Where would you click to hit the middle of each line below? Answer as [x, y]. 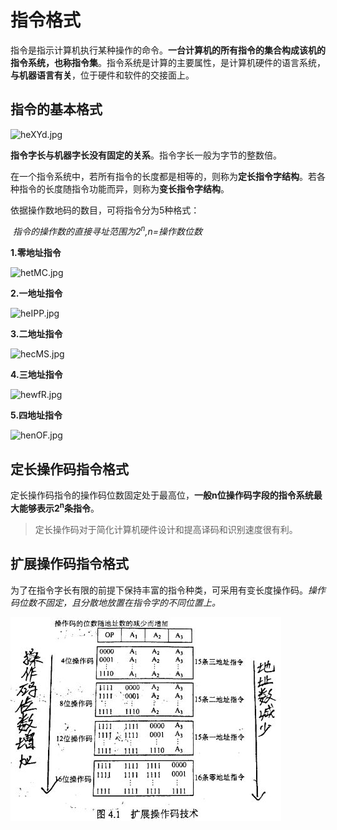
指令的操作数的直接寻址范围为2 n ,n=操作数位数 [107, 231]
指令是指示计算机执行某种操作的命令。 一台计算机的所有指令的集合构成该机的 [168, 50]
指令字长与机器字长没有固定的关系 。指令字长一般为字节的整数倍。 [146, 155]
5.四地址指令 [36, 415]
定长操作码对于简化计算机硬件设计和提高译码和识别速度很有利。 [166, 529]
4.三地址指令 [36, 375]
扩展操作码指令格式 [69, 564]
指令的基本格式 [56, 109]
